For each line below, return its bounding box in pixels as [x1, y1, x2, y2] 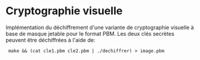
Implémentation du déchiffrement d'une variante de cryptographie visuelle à [5, 24, 195, 31]
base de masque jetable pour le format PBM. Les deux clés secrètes [5, 30, 175, 37]
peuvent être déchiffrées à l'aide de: [5, 36, 95, 43]
